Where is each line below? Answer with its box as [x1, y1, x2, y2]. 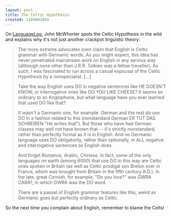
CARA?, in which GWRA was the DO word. [17, 180, 106, 186]
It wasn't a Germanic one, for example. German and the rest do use [17, 110, 160, 116]
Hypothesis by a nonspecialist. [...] [17, 74, 91, 80]
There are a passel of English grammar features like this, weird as [17, 189, 156, 196]
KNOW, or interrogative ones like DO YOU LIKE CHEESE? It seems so [17, 89, 163, 95]
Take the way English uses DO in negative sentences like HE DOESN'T [17, 83, 166, 90]
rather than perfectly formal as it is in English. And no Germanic [17, 132, 152, 138]
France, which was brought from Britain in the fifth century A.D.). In [17, 168, 160, 175]
